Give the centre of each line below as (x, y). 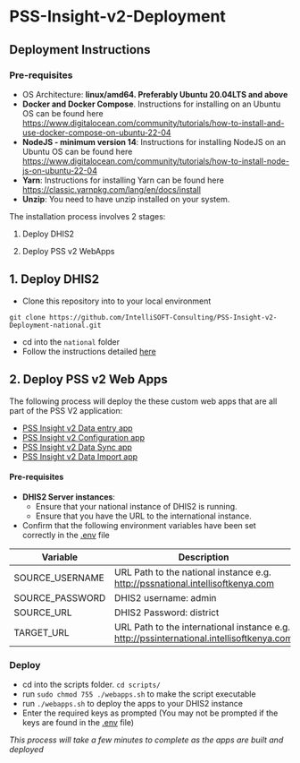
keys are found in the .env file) (78, 722)
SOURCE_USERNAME (59, 578)
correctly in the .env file (66, 535)
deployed (26, 749)
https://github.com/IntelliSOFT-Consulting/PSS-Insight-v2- (163, 317)
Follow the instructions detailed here (89, 351)
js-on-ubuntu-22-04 (60, 170)
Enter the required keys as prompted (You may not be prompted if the (150, 713)
